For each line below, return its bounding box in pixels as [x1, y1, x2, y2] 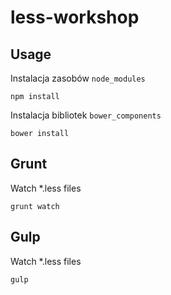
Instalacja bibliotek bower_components [10, 109, 162, 121]
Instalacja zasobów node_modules [10, 72, 146, 84]
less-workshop [10, 6, 140, 29]
